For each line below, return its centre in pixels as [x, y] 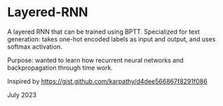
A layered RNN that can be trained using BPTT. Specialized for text [103, 32]
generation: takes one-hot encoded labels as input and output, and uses [111, 39]
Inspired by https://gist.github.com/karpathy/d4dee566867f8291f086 [108, 81]
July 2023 [22, 95]
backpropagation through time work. [60, 67]
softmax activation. [35, 46]
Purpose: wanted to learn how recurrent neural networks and [95, 60]
